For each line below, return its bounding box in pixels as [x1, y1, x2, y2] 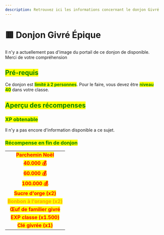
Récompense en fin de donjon [5, 139, 78, 146]
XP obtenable [5, 116, 38, 123]
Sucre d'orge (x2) [14, 190, 56, 197]
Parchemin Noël [16, 151, 55, 158]
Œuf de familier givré [9, 206, 60, 213]
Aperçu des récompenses [5, 101, 86, 109]
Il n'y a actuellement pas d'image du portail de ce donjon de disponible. [5, 49, 150, 55]
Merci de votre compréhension [5, 54, 68, 60]
